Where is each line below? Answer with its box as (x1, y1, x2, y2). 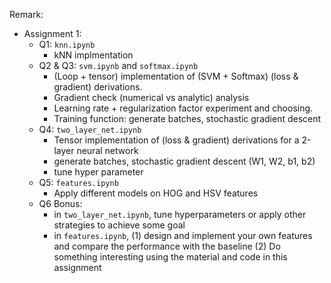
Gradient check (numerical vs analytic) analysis (53, 92, 250, 103)
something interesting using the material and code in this (53, 251, 288, 263)
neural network (76, 145, 139, 156)
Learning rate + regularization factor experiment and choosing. (53, 102, 314, 114)
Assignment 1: (23, 28, 82, 39)
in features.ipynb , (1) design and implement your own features (53, 230, 313, 241)
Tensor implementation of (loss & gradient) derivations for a (53, 134, 300, 146)
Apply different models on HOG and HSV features (53, 187, 259, 199)
